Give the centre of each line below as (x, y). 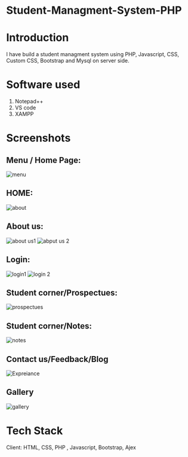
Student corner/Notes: (49, 326)
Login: (18, 260)
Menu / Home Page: (44, 160)
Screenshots (38, 138)
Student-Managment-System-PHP (94, 10)
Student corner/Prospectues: (62, 292)
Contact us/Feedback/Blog (57, 359)
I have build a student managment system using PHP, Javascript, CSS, (93, 54)
